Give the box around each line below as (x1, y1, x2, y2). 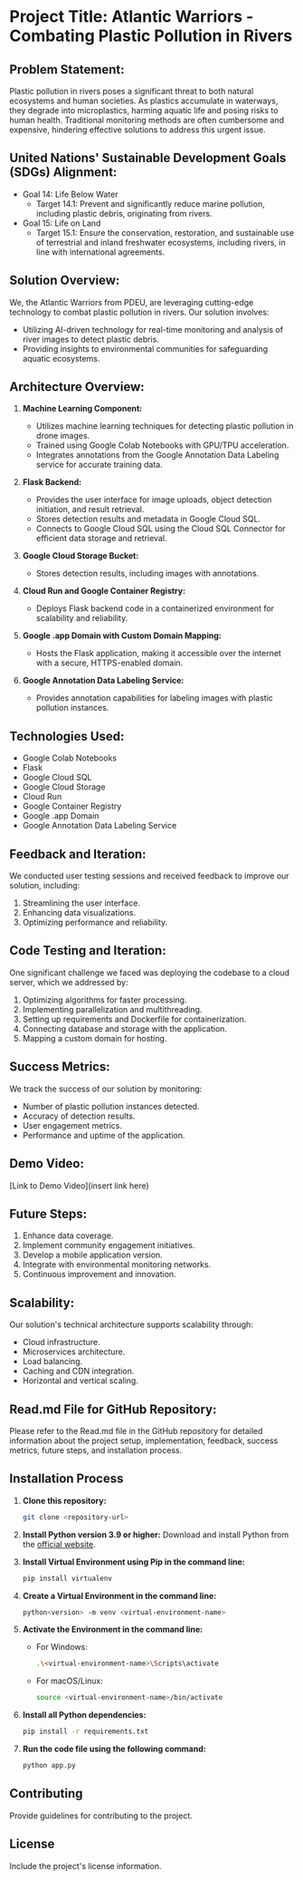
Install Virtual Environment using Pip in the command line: (22, 1556, 246, 1567)
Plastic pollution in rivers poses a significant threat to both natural (9, 86, 254, 96)
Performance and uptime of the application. (22, 1129, 185, 1140)
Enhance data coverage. (22, 1230, 114, 1241)
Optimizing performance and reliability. (22, 917, 168, 928)
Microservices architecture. (22, 1346, 126, 1357)
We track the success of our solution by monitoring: (9, 1083, 203, 1094)
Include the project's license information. (9, 1860, 162, 1871)
